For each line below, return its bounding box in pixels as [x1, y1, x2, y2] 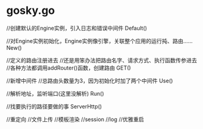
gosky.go [6, 4, 55, 18]
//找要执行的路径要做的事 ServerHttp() [6, 102, 102, 110]
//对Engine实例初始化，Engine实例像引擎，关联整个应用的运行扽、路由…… [6, 37, 193, 44]
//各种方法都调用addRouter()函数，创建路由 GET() [6, 64, 131, 71]
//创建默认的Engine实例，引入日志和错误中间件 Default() [6, 24, 148, 31]
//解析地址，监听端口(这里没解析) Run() [6, 90, 105, 97]
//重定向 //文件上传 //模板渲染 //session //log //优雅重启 [6, 116, 144, 123]
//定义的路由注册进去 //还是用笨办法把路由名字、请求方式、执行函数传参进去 [6, 56, 198, 64]
